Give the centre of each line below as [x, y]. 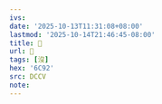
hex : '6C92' [32, 69]
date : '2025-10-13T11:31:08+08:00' [76, 26]
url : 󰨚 [22, 52]
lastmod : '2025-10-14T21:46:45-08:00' [82, 34]
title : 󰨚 [26, 43]
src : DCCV [28, 77]
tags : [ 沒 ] [29, 60]
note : [19, 85]
